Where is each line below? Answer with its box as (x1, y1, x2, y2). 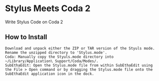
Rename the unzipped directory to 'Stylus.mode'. (5, 50, 108, 55)
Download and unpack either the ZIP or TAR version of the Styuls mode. (5, 46, 155, 51)
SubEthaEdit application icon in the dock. (5, 71, 95, 76)
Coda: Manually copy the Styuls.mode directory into (5, 54, 114, 59)
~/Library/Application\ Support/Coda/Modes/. (5, 59, 98, 64)
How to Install (5, 33, 48, 41)
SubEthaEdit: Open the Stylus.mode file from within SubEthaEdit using (5, 63, 153, 68)
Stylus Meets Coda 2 (5, 3, 91, 14)
